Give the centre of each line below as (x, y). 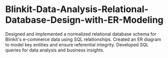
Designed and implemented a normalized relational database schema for (81, 34)
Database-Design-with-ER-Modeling (84, 20)
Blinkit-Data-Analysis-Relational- (77, 9)
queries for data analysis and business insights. (55, 50)
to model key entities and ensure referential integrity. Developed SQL (77, 44)
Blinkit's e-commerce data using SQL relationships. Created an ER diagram (83, 39)
